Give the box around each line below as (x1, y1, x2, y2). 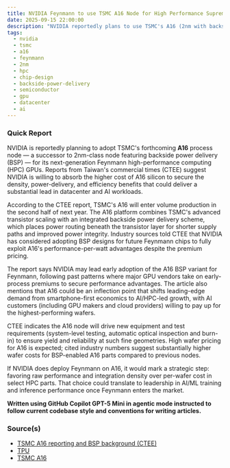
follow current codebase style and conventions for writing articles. (7, 407, 202, 415)
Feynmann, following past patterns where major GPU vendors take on (7, 272, 203, 281)
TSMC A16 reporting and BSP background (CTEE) (16, 439, 157, 447)
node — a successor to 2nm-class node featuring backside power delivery (7, 151, 218, 160)
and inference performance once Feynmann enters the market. (7, 386, 185, 395)
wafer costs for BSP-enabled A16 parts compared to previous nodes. (7, 351, 201, 360)
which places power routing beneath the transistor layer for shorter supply (7, 223, 217, 231)
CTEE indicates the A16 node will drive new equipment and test (7, 322, 185, 330)
